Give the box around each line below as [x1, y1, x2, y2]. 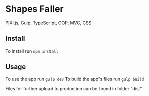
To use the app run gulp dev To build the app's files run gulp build [5, 76, 144, 82]
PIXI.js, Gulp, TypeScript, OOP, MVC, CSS [5, 20, 92, 26]
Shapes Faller [5, 3, 64, 15]
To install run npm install [5, 47, 59, 54]
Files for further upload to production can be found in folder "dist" [5, 85, 142, 91]
